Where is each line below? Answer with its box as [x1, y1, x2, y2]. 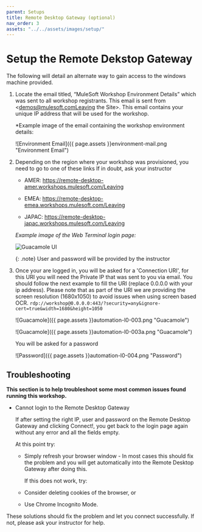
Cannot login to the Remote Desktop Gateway [15, 404, 130, 411]
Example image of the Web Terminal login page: [15, 232, 136, 239]
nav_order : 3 [6, 20, 40, 26]
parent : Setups [6, 9, 45, 15]
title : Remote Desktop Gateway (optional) [6, 15, 116, 21]
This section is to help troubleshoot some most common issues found [6, 386, 187, 393]
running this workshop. [6, 392, 67, 399]
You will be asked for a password [15, 340, 99, 347]
